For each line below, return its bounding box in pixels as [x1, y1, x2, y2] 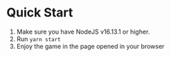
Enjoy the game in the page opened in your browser [16, 42, 165, 50]
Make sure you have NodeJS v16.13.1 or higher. [16, 27, 150, 36]
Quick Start [6, 5, 73, 21]
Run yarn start [16, 34, 61, 43]
